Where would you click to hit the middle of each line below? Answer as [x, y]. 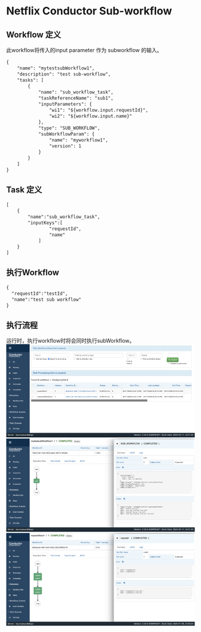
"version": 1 [65, 146]
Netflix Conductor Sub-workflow [89, 11]
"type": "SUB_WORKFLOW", [69, 128]
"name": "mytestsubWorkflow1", [56, 68]
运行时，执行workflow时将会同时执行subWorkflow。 [71, 341]
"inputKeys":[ [45, 223]
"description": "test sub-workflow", [64, 74]
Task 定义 [24, 190]
